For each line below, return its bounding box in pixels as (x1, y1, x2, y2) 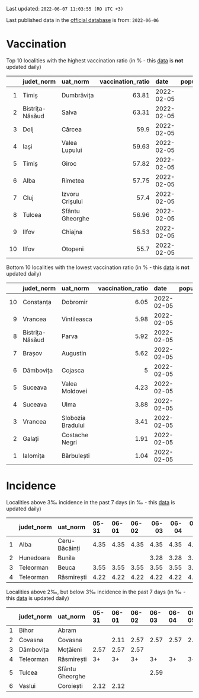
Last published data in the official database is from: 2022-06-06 (6, 17, 159, 23)
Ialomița (23, 451, 45, 460)
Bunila (57, 554, 75, 562)
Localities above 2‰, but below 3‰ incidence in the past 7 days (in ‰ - (6, 588, 186, 595)
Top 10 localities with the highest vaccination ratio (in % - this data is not (6, 56, 184, 64)
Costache (61, 431, 89, 439)
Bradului (61, 421, 85, 429)
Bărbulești (61, 451, 90, 460)
